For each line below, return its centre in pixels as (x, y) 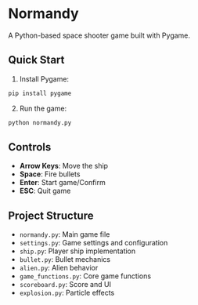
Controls (30, 147)
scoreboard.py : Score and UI (65, 285)
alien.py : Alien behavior (59, 268)
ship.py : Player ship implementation (77, 251)
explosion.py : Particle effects (67, 293)
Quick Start (36, 60)
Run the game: (43, 108)
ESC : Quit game (45, 191)
